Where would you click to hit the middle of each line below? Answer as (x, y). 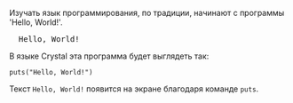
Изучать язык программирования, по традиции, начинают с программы (147, 13)
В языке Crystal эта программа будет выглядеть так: (109, 56)
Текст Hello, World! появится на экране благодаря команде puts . (134, 89)
